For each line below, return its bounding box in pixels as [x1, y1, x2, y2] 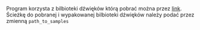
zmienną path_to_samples [6, 18, 69, 24]
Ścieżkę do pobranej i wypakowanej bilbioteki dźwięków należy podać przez [6, 11, 195, 18]
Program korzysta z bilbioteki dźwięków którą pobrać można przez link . [6, 5, 182, 12]
